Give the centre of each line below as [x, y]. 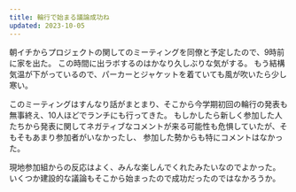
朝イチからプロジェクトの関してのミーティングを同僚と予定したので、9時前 [147, 52]
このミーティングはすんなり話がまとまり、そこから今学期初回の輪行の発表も [148, 104]
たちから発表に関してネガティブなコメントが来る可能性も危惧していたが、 [145, 126]
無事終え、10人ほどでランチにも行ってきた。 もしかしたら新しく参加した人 [146, 115]
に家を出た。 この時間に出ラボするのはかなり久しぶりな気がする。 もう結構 [147, 63]
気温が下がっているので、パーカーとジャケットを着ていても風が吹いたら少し [148, 74]
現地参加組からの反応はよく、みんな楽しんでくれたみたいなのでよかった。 [145, 167]
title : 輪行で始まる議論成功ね [59, 17]
